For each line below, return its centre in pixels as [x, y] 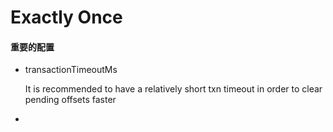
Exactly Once [66, 17]
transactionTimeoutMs [71, 70]
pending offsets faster [70, 100]
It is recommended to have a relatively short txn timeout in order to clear [173, 89]
